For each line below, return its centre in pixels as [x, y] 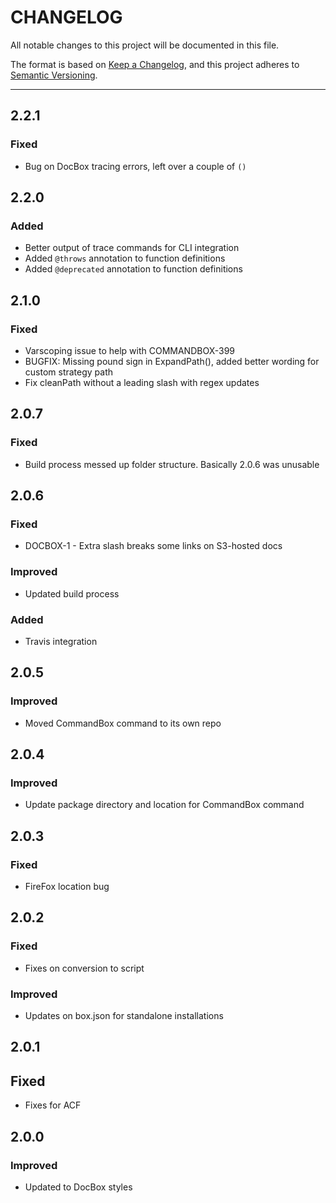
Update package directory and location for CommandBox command [164, 805]
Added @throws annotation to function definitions [125, 258]
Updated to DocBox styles [78, 1187]
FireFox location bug [67, 887]
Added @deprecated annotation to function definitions [133, 269]
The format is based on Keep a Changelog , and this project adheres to [155, 64]
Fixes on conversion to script [84, 968]
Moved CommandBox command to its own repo [123, 723]
